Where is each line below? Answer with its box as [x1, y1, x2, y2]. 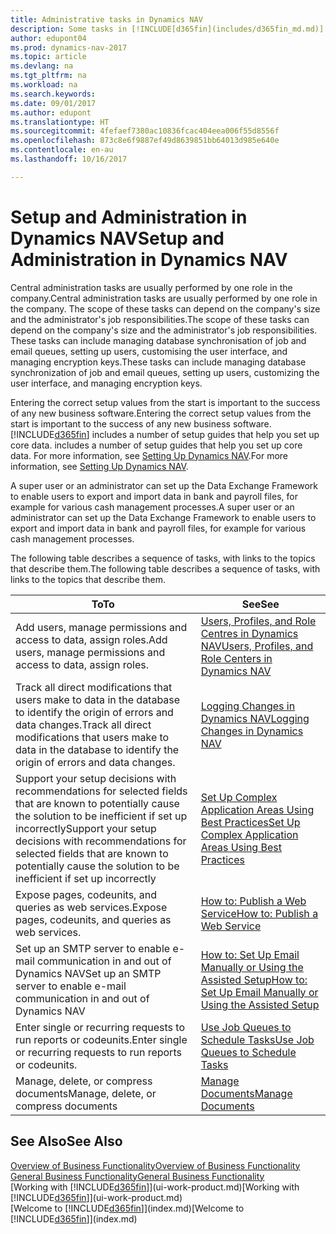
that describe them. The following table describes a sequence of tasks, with [10, 562, 321, 575]
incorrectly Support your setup [15, 821, 157, 835]
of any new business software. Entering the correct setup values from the [10, 407, 312, 419]
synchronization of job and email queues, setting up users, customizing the [10, 366, 320, 378]
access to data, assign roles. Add [15, 632, 168, 646]
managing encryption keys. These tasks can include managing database [10, 356, 307, 368]
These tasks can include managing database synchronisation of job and [10, 334, 307, 346]
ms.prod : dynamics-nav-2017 [10, 42, 128, 53]
